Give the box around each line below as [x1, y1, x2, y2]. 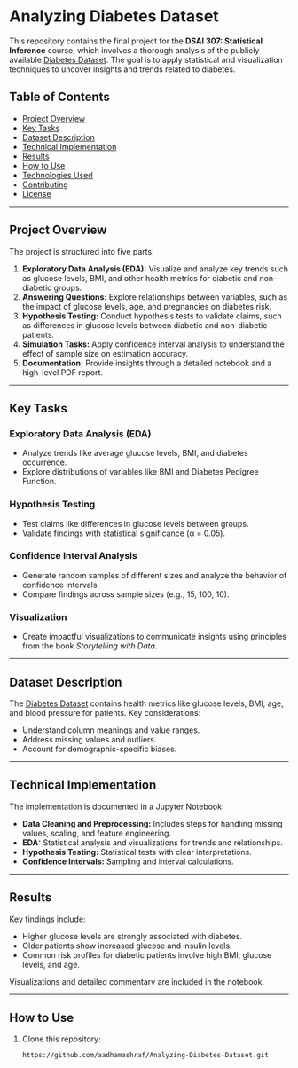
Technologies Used [21, 169, 93, 180]
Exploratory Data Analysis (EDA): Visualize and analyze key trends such [21, 263, 289, 274]
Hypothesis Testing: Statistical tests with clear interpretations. [21, 846, 253, 857]
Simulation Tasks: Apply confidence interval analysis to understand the [21, 339, 286, 349]
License [21, 188, 51, 199]
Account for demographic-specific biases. [21, 743, 177, 754]
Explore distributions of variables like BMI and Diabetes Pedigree [21, 467, 259, 477]
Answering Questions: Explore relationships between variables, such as [21, 291, 288, 302]
